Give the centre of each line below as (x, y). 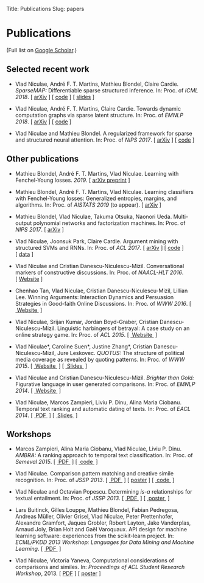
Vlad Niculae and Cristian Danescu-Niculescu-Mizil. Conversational (100, 266)
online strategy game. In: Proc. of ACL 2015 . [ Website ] (86, 334)
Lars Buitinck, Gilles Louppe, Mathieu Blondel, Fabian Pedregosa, (97, 510)
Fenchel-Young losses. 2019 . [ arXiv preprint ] (72, 180)
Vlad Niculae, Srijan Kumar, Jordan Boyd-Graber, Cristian (86, 322)
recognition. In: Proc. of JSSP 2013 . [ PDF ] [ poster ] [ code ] (95, 480)
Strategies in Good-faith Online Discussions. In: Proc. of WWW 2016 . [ (103, 303)
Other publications (43, 159)
